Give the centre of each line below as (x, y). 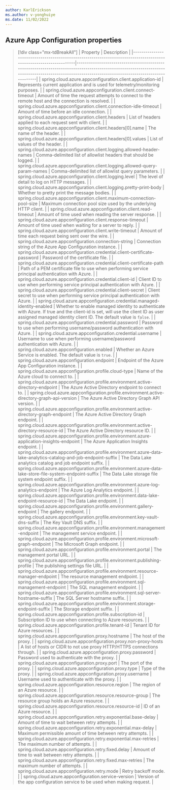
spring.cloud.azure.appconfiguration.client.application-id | (103, 79)
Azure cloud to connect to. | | (48, 376)
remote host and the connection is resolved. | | (66, 101)
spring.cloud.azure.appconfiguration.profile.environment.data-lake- (89, 495)
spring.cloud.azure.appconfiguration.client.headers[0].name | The (87, 128)
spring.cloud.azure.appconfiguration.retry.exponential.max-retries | (88, 739)
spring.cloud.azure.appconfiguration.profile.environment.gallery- (86, 506)
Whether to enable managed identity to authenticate (111, 306)
